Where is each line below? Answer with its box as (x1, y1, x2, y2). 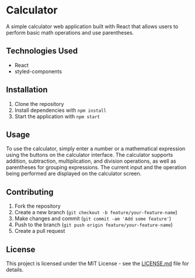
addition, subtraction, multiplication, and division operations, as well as (6, 157, 176, 164)
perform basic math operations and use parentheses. (6, 29, 134, 36)
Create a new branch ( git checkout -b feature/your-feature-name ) (14, 209, 178, 216)
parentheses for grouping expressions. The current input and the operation (6, 164, 187, 171)
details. (6, 266, 24, 273)
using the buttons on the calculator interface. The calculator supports (6, 152, 173, 159)
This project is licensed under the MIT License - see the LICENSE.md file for (6, 260, 189, 267)
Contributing (6, 187, 54, 197)
